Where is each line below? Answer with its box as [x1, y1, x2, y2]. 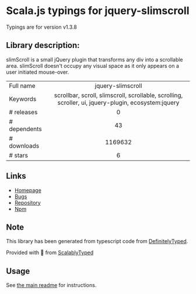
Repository [14, 199, 41, 206]
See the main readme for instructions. [6, 282, 97, 289]
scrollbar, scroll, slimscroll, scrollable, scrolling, [54, 91, 183, 99]
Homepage [14, 186, 42, 194]
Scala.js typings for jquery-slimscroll [6, 4, 190, 18]
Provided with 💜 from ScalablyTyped [6, 249, 94, 256]
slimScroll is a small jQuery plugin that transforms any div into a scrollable [6, 56, 183, 63]
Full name [9, 81, 36, 90]
